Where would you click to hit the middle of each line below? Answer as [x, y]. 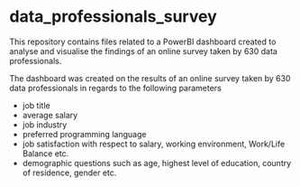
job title [36, 105]
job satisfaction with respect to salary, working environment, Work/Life [154, 144]
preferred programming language [84, 134]
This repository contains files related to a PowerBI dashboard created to [143, 42]
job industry [45, 125]
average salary [50, 115]
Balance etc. [45, 153]
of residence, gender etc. [69, 173]
